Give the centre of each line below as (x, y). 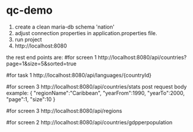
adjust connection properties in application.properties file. (86, 33)
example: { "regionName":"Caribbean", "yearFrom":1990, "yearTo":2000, (96, 93)
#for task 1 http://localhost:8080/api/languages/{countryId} (79, 75)
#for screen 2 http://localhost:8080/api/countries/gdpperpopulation (89, 122)
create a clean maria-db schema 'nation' (65, 27)
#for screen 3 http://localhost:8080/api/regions (64, 111)
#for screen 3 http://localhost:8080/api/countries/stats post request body (96, 86)
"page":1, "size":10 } (31, 99)
